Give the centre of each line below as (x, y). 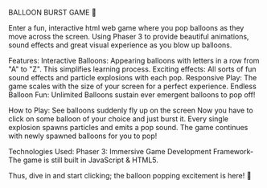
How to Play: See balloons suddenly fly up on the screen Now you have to (131, 110)
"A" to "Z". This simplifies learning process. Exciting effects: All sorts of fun (132, 69)
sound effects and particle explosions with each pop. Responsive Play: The (133, 78)
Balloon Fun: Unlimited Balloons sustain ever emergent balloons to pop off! (132, 95)
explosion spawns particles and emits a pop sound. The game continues (128, 127)
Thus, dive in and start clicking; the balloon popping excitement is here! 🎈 (130, 176)
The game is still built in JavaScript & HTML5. (84, 160)
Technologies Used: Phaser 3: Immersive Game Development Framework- (131, 151)
